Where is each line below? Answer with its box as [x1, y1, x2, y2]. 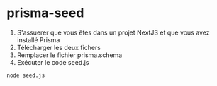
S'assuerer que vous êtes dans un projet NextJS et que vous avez [16, 28, 210, 37]
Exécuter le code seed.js [16, 58, 89, 66]
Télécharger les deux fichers [16, 43, 101, 51]
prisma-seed [6, 5, 84, 21]
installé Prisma [16, 35, 60, 44]
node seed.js [6, 72, 45, 79]
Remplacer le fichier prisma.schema [16, 51, 123, 59]
